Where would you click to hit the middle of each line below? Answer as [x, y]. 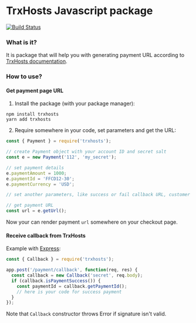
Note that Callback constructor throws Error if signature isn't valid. [86, 314]
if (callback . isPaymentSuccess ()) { [56, 281]
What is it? [21, 42]
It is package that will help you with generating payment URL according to [95, 55]
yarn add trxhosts [28, 120]
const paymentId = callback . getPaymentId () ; [72, 286]
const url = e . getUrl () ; [36, 211]
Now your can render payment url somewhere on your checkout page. [92, 222]
